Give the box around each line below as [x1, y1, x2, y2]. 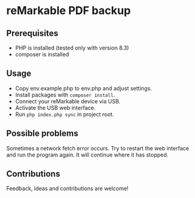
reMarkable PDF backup [6, 4, 131, 18]
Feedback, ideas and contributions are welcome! [6, 185, 129, 193]
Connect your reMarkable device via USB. [15, 97, 121, 105]
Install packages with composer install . [15, 91, 115, 98]
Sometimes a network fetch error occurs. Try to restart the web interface [6, 144, 190, 152]
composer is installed [15, 51, 69, 58]
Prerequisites [6, 28, 58, 38]
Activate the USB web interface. [15, 104, 96, 111]
